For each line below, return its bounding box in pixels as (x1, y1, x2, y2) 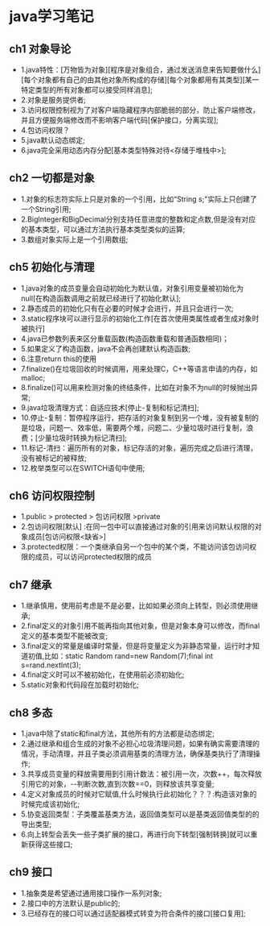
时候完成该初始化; (20, 799, 80, 809)
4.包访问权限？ (20, 126, 71, 135)
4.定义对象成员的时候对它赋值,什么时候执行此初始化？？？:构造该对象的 (20, 789, 257, 799)
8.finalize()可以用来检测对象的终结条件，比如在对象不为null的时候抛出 (20, 382, 252, 392)
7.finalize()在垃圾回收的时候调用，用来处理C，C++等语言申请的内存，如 (20, 363, 258, 373)
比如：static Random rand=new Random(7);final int (43, 651, 214, 661)
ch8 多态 (9, 706, 53, 720)
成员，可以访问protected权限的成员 (35, 552, 152, 562)
